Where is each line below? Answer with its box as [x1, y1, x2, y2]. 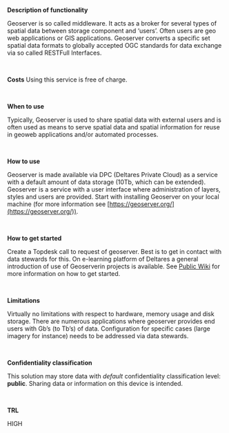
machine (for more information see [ [7, 200, 110, 208]
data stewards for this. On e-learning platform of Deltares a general [7, 255, 199, 263]
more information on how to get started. [7, 270, 121, 277]
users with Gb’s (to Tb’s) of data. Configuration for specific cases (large [7, 324, 210, 333]
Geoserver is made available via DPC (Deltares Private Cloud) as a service [7, 171, 219, 178]
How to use [7, 157, 40, 165]
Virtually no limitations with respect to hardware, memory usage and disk [7, 310, 215, 317]
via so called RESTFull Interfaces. [7, 48, 102, 57]
